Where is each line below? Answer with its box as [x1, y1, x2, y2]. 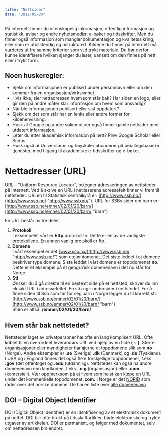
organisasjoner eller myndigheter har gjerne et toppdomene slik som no [5, 345, 152, 351]
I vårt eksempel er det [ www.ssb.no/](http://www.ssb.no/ [12, 249, 130, 255]
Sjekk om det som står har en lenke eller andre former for [12, 111, 130, 117]
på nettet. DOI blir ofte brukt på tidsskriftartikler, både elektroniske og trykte [5, 414, 161, 420]
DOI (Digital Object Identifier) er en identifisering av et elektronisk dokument [5, 409, 161, 415]
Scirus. [12, 138, 27, 144]
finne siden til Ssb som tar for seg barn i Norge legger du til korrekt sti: [12, 291, 157, 297]
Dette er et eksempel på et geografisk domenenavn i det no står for [12, 264, 151, 271]
